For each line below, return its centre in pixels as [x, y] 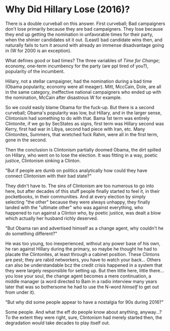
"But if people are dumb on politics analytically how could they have [76, 170]
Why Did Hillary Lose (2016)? [68, 9]
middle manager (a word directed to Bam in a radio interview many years [81, 281]
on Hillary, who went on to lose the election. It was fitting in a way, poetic [81, 155]
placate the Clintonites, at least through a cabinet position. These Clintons [82, 254]
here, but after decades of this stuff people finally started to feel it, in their [82, 191]
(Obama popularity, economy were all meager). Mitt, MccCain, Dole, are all [83, 86]
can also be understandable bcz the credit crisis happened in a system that [84, 265]
